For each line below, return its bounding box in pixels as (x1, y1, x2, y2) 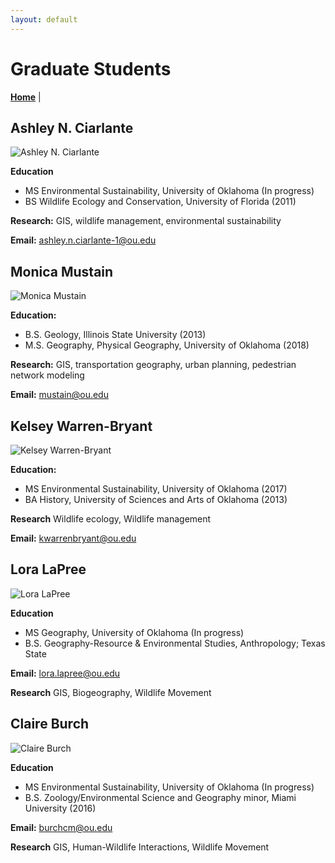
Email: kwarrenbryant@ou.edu (10, 532, 137, 544)
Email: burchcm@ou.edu (10, 821, 113, 833)
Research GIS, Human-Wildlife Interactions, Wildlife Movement (10, 841, 270, 853)
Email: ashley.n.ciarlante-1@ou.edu (10, 234, 157, 246)
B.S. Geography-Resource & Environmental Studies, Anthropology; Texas (24, 637, 326, 649)
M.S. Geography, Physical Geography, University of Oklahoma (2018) (24, 339, 310, 351)
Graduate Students (10, 57, 172, 80)
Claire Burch (10, 716, 90, 733)
